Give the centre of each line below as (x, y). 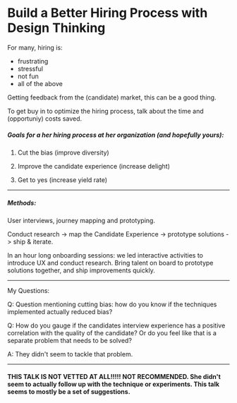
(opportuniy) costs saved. (45, 119)
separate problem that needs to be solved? (70, 340)
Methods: (22, 203)
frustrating (33, 61)
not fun (28, 76)
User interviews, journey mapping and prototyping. (81, 220)
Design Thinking (56, 28)
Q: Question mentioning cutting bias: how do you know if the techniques (112, 304)
